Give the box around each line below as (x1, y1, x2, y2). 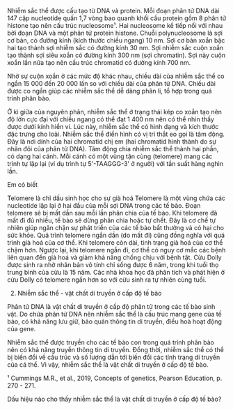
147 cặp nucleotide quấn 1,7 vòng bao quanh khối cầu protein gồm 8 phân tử (7, 14, 227, 22)
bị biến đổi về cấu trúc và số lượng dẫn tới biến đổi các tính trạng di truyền (7, 353, 220, 361)
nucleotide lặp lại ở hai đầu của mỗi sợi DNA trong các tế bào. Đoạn (7, 202, 201, 209)
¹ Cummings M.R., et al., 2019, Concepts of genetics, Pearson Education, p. (7, 374, 223, 382)
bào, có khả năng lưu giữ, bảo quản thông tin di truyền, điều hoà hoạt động (7, 317, 223, 326)
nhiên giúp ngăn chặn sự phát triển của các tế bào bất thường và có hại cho (7, 224, 225, 231)
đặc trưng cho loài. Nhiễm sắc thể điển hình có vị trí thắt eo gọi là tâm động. (7, 130, 225, 138)
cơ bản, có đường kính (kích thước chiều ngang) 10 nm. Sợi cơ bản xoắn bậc (7, 36, 225, 45)
